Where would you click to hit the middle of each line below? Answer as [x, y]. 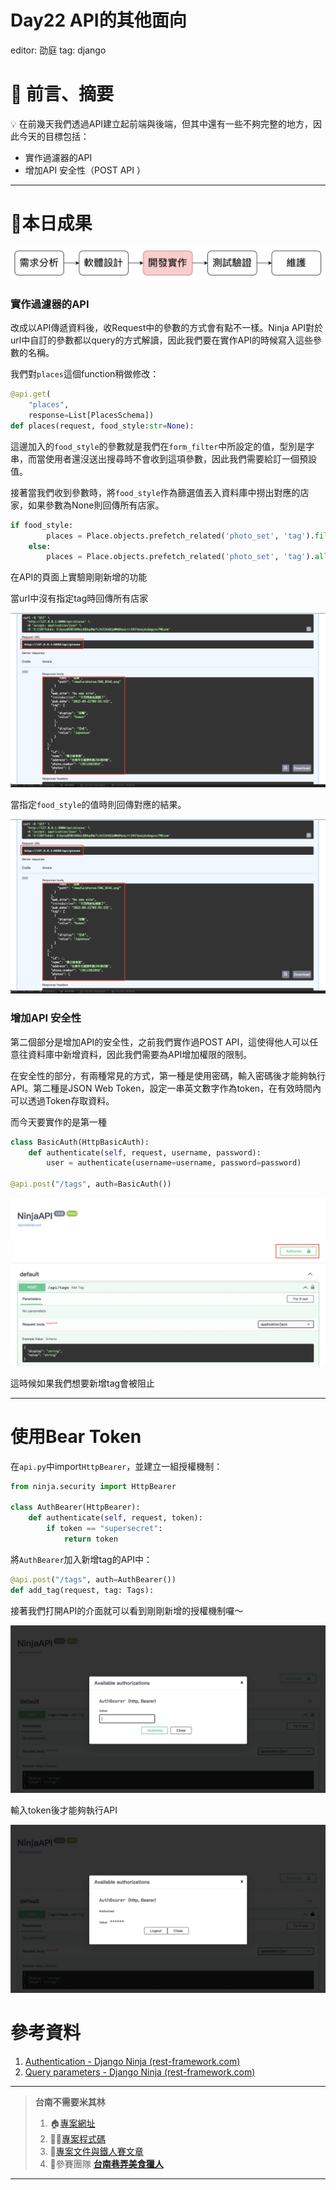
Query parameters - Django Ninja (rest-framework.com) [140, 2072]
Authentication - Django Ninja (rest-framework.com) [132, 2062]
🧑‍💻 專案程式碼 [77, 2139]
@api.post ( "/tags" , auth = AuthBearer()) [93, 1579]
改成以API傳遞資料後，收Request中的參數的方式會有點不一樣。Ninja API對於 [167, 328]
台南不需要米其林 [70, 2102]
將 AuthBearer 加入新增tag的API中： [81, 1559]
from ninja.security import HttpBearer [93, 1486]
